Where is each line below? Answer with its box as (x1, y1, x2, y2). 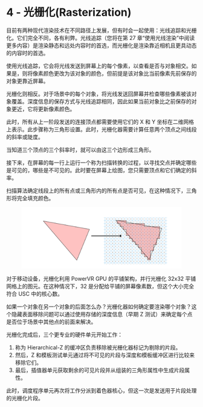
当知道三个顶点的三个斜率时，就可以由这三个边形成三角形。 (6, 146, 155, 153)
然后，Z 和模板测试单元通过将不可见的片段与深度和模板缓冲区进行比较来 (14, 351, 195, 359)
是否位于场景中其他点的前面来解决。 (6, 318, 97, 325)
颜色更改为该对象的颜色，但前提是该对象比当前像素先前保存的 (43, 70, 197, 77)
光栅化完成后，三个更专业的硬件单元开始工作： (6, 331, 123, 339)
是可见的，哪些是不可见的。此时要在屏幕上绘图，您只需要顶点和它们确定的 (6, 166, 192, 174)
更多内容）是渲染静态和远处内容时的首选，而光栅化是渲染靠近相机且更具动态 (6, 42, 197, 49)
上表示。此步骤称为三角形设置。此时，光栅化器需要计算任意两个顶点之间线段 (6, 125, 197, 133)
